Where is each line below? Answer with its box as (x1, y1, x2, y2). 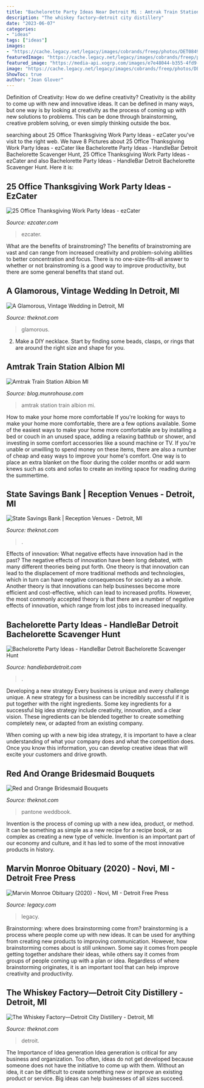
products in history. (6, 846, 55, 853)
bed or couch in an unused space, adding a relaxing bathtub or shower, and (6, 433, 196, 440)
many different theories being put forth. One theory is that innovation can (6, 563, 189, 570)
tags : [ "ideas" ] (6, 37, 47, 43)
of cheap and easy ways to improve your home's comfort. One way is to (6, 452, 186, 459)
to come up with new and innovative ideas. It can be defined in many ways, (6, 100, 194, 107)
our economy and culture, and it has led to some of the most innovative (6, 839, 185, 847)
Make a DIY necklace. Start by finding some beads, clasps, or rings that (15, 337, 194, 345)
